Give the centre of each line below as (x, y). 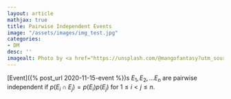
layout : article (30, 13)
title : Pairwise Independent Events (59, 26)
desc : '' (20, 52)
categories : (24, 39)
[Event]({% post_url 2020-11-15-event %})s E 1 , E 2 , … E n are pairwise (102, 78)
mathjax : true (27, 20)
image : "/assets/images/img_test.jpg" (63, 33)
